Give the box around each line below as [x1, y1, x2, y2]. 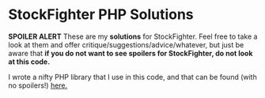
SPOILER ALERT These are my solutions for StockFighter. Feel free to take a [8, 32, 258, 41]
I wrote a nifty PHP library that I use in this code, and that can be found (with [8, 72, 257, 81]
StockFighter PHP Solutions [8, 6, 194, 24]
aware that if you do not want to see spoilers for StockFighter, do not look [8, 48, 253, 58]
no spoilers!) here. [8, 81, 68, 90]
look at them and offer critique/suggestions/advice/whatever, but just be [8, 40, 244, 49]
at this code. [8, 57, 51, 66]
